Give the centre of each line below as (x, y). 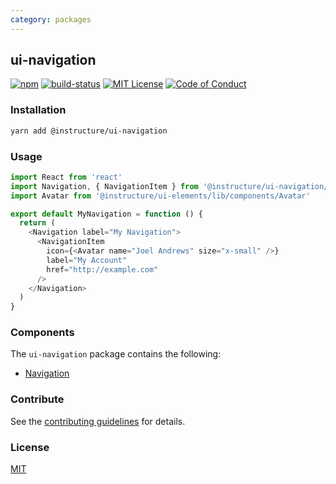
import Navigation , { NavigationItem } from (104, 186)
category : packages (51, 19)
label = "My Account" (87, 260)
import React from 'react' (66, 177)
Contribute (37, 399)
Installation (38, 110)
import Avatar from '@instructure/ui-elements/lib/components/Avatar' (160, 196)
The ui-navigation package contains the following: (116, 354)
